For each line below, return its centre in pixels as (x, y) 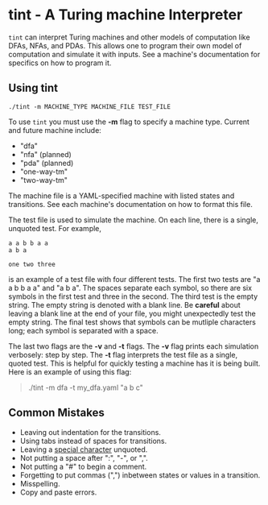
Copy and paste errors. (58, 492)
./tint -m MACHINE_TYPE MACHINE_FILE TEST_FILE (90, 106)
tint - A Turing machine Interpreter (126, 15)
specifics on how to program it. (60, 63)
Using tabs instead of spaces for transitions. (93, 441)
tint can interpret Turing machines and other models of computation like (130, 37)
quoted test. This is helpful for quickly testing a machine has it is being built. (134, 363)
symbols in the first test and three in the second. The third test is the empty (133, 296)
